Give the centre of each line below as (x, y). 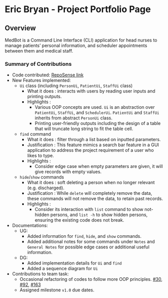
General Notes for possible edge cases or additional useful (88, 247)
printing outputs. (44, 97)
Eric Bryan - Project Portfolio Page (78, 9)
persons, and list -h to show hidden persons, (99, 215)
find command (35, 134)
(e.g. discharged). (46, 188)
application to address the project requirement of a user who (90, 150)
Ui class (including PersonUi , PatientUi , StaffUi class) (76, 86)
